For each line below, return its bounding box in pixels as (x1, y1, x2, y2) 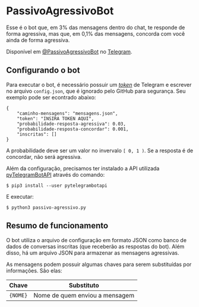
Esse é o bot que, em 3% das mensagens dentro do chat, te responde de (6, 24, 185, 31)
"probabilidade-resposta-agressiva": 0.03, (17, 121, 127, 127)
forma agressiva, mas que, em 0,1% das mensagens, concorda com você (6, 30, 185, 37)
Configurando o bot (6, 65, 80, 76)
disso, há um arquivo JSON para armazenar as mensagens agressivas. (6, 249, 179, 256)
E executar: (6, 193, 34, 200)
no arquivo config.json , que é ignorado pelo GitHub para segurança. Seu (6, 87, 186, 95)
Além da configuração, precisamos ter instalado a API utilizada (6, 165, 160, 172)
